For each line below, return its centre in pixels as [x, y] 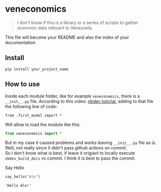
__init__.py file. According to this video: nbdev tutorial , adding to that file [79, 101]
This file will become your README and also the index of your [67, 37]
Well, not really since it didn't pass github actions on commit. [66, 148]
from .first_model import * [34, 115]
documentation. [21, 42]
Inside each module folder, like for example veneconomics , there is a [72, 96]
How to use [22, 84]
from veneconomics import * [34, 133]
